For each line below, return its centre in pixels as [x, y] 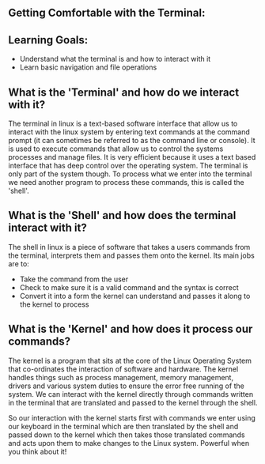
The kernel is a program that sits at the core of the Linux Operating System [130, 360]
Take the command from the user [74, 279]
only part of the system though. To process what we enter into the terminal [130, 174]
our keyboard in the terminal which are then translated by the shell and [123, 426]
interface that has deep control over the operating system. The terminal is [128, 166]
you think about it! [38, 451]
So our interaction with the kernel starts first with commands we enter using [132, 417]
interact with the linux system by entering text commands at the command [129, 132]
